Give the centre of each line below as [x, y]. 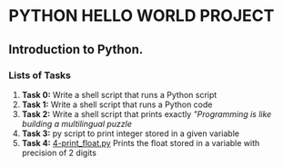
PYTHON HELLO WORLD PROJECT [141, 16]
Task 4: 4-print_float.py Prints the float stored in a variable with [141, 142]
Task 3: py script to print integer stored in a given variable [131, 133]
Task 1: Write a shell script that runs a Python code [117, 104]
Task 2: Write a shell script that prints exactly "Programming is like [147, 113]
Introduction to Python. [76, 49]
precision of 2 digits [59, 152]
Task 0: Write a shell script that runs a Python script [119, 94]
